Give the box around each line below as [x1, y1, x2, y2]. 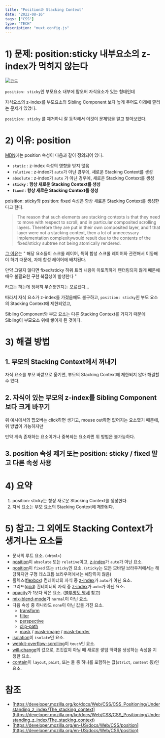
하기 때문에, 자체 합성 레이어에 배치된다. [10, 257, 87, 262]
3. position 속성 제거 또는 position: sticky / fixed [5, 449, 150, 458]
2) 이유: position [5, 135, 71, 146]
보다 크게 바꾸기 [5, 403, 50, 411]
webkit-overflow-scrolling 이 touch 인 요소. [12, 641, 96, 647]
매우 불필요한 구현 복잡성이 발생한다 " [5, 273, 77, 279]
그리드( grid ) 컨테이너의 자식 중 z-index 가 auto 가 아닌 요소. [12, 584, 126, 590]
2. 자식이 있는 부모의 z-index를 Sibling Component [5, 393, 157, 402]
